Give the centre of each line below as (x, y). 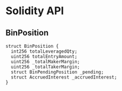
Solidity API (35, 11)
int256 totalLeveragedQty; (44, 51)
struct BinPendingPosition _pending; (57, 72)
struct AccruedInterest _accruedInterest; (64, 77)
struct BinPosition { (32, 46)
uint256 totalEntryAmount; (44, 57)
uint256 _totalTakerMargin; (46, 67)
